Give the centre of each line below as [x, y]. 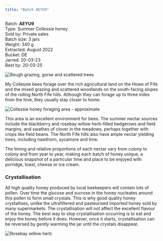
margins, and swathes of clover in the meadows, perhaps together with [77, 129]
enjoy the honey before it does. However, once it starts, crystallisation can [80, 219]
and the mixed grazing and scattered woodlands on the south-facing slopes [81, 89]
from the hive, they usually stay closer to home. [53, 99]
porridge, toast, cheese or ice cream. [42, 164]
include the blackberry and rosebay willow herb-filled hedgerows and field [80, 124]
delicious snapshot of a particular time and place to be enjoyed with [73, 159]
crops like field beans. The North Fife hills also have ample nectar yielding [80, 134]
